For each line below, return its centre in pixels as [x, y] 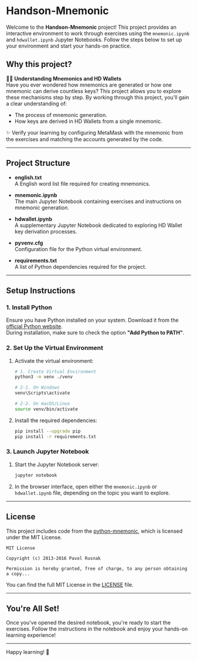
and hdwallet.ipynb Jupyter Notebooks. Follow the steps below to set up [94, 39]
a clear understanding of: [37, 104]
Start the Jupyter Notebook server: [57, 464]
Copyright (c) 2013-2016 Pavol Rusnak [53, 558]
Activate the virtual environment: [54, 360]
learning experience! [31, 635]
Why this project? [39, 64]
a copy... [18, 574]
